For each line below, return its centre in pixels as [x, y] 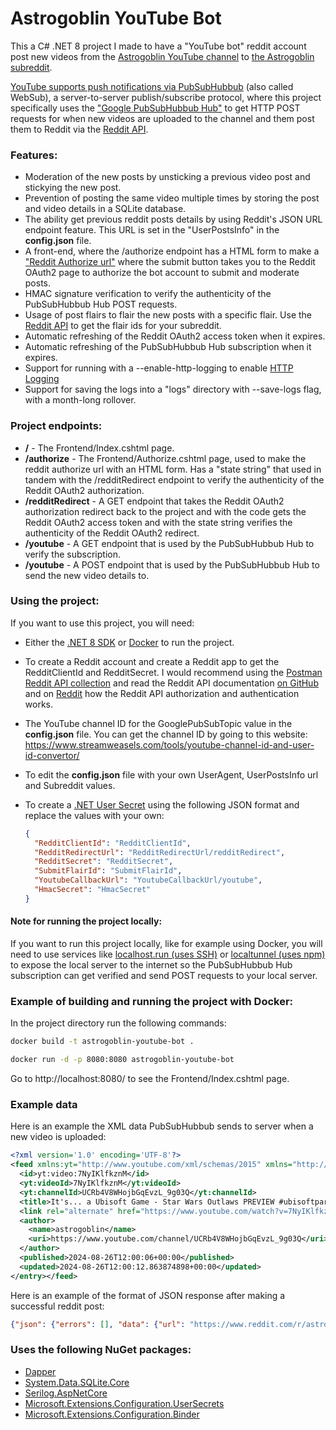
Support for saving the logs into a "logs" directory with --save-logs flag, [173, 389]
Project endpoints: [56, 426]
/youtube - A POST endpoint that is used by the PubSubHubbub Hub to [172, 564]
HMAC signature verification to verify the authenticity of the [148, 294]
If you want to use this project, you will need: [102, 623]
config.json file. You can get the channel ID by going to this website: [166, 734]
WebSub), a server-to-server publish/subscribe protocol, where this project [166, 97]
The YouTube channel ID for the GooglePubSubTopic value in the [158, 723]
